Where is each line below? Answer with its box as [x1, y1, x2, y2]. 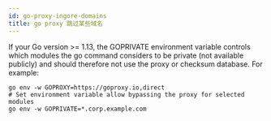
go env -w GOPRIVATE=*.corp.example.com [8, 105, 148, 113]
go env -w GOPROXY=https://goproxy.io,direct [8, 83, 165, 92]
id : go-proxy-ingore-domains [8, 11, 107, 20]
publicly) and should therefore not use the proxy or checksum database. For [8, 58, 264, 69]
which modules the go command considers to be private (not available [8, 50, 244, 60]
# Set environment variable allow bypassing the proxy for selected [8, 90, 245, 98]
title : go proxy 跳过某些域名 [8, 19, 103, 28]
